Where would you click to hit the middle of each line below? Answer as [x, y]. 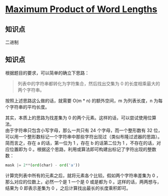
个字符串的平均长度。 [27, 107]
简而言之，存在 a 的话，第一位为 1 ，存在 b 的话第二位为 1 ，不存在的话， [81, 143]
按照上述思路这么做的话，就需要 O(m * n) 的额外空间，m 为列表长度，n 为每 [84, 101]
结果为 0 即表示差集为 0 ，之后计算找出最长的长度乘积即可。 [68, 188]
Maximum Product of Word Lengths [81, 9]
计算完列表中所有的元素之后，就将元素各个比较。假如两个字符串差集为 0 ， [83, 175]
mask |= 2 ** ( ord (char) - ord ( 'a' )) [43, 165]
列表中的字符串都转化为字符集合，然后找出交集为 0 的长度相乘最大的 [89, 83]
